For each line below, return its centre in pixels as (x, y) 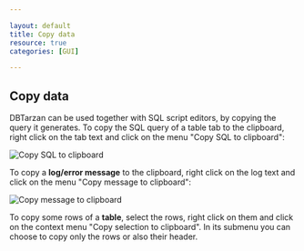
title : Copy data (42, 34)
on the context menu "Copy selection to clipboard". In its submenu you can (150, 227)
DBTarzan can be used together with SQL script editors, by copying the (143, 118)
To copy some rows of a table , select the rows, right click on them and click (152, 217)
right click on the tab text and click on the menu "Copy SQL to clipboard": (147, 137)
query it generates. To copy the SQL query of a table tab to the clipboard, (147, 127)
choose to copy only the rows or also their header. (104, 236)
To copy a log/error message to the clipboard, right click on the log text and (152, 173)
